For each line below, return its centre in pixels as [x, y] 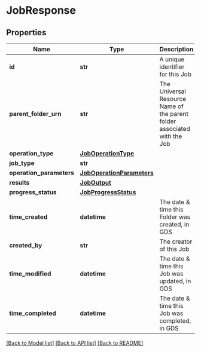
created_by [26, 245]
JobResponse [41, 10]
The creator [176, 241]
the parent [174, 114]
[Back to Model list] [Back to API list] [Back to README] [75, 343]
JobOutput [96, 183]
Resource [173, 99]
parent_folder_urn [35, 114]
